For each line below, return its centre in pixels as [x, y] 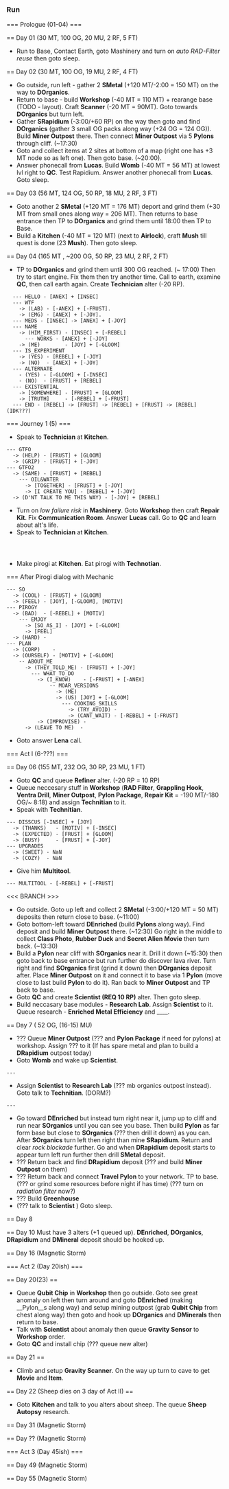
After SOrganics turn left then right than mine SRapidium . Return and [114, 1140]
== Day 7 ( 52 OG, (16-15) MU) [49, 1025]
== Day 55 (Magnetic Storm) [47, 1479]
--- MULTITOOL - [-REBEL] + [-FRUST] [60, 884]
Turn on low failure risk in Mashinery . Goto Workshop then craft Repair [118, 510]
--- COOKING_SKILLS [89, 704]
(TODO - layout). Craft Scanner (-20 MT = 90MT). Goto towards [107, 107]
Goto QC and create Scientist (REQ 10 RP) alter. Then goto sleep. [109, 997]
